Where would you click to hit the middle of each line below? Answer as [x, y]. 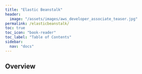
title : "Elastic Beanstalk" [34, 10]
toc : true [15, 28]
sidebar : [14, 42]
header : [13, 14]
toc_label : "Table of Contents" [38, 37]
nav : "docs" [22, 46]
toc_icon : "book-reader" [31, 33]
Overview [20, 66]
